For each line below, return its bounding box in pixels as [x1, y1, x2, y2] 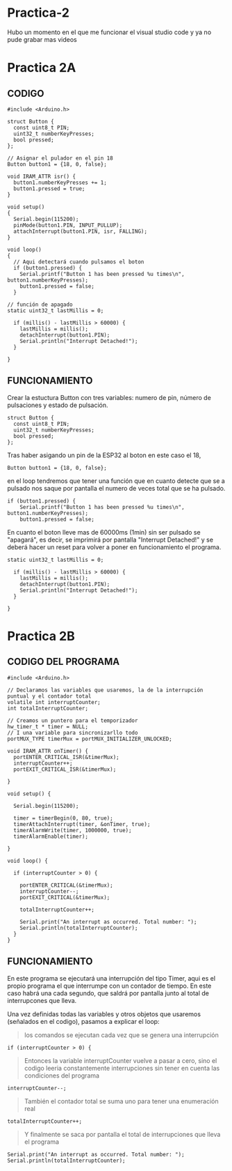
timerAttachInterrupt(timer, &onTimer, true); [13, 820, 151, 827]
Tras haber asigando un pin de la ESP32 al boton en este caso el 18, [7, 451, 201, 459]
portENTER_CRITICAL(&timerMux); [19, 882, 113, 889]
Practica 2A [7, 60, 76, 76]
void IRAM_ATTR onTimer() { [7, 747, 89, 754]
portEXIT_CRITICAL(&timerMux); [19, 894, 110, 901]
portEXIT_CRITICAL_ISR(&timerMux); [13, 765, 117, 773]
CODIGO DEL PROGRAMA [7, 656, 120, 668]
